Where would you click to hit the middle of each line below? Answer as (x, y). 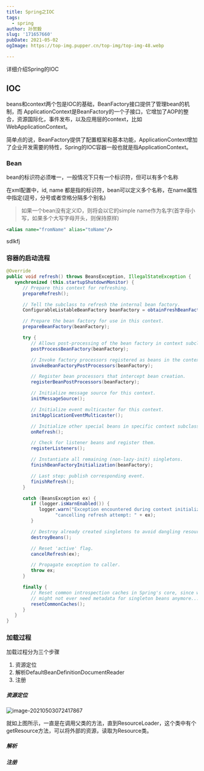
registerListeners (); (58, 449)
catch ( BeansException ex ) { (59, 498)
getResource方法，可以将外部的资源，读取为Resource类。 (79, 731)
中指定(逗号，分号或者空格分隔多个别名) (56, 197)
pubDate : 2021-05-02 (32, 40)
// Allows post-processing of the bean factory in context (107, 343)
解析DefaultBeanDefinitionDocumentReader (70, 672)
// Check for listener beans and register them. (93, 443)
